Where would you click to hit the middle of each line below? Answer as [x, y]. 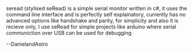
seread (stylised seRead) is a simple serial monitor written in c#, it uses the [97, 8]
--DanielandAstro [27, 44]
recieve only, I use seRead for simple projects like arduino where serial [91, 27]
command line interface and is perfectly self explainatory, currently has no [96, 14]
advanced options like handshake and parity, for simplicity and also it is [92, 21]
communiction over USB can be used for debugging [69, 33]
